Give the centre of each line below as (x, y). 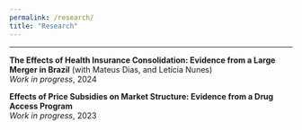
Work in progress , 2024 (53, 79)
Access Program (41, 106)
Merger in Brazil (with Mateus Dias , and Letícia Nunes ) (111, 69)
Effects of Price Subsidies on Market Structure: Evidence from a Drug (142, 96)
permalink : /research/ (52, 17)
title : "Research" (44, 26)
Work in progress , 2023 (53, 115)
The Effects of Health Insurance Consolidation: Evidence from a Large (142, 60)
